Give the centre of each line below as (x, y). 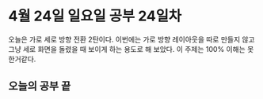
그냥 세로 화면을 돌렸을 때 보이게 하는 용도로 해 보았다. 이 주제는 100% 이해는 (127, 49)
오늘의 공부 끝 (40, 86)
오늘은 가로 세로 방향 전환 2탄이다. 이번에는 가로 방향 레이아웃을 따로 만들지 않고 (131, 39)
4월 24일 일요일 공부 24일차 (95, 16)
